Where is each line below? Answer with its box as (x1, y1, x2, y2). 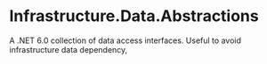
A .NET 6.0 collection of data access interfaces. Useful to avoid (9, 35, 242, 46)
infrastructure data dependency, (9, 44, 128, 54)
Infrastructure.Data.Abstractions (9, 6, 260, 26)
